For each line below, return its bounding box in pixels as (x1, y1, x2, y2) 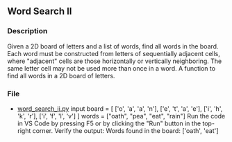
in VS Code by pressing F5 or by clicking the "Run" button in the (17, 119, 201, 127)
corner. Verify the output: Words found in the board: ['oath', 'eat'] (32, 126, 219, 134)
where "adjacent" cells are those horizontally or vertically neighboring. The (7, 57, 222, 65)
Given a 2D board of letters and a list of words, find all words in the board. (7, 42, 219, 51)
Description (7, 26, 48, 36)
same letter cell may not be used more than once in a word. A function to (7, 64, 216, 72)
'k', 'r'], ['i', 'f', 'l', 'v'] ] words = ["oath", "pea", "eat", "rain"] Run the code (17, 112, 226, 120)
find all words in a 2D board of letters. (7, 71, 115, 80)
